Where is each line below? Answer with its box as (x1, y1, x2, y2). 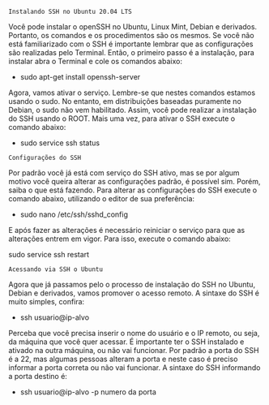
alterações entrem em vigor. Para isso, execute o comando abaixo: (8, 234, 231, 243)
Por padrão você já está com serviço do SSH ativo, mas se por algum (8, 168, 241, 178)
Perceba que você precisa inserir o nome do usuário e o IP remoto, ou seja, (8, 329, 260, 338)
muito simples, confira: (8, 297, 85, 306)
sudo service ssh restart (8, 250, 90, 259)
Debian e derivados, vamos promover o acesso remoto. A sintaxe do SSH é (8, 288, 260, 298)
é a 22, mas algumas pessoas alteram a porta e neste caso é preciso (8, 354, 238, 364)
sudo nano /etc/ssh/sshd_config (19, 209, 128, 219)
